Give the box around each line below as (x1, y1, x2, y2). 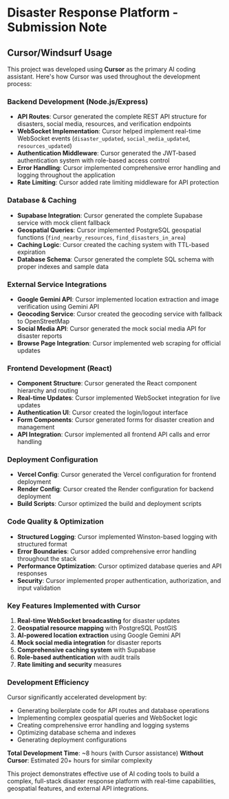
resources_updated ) (17, 142, 72, 150)
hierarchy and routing (17, 387, 78, 395)
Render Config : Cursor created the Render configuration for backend (17, 485, 215, 493)
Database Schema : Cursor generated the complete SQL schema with (17, 255, 215, 263)
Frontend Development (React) (7, 363, 112, 373)
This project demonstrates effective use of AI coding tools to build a (7, 769, 199, 778)
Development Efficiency (7, 678, 89, 687)
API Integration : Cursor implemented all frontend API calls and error (17, 430, 210, 438)
